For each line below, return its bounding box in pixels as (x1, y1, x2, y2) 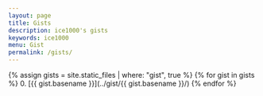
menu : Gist (8, 41, 44, 49)
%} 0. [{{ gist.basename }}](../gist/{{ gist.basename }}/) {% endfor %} (8, 79, 237, 88)
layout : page (8, 11, 52, 20)
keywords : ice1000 (8, 33, 69, 42)
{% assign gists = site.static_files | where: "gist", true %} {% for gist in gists (8, 71, 255, 79)
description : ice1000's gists (8, 26, 109, 34)
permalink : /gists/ (8, 48, 73, 56)
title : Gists (8, 19, 52, 27)
